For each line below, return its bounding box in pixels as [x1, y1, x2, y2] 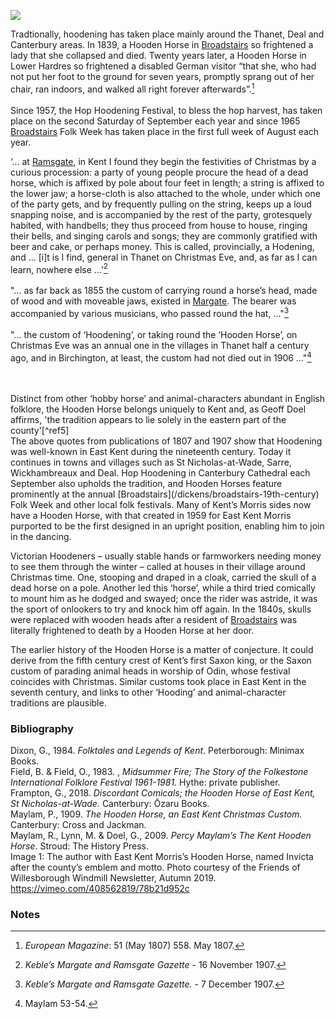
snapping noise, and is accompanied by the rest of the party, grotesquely [10, 208, 313, 220]
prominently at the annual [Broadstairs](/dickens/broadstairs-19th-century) [10, 488, 320, 500]
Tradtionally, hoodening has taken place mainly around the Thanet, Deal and [10, 28, 325, 40]
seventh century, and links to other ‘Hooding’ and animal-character [10, 686, 287, 698]
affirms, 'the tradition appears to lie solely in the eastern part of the [10, 413, 287, 425]
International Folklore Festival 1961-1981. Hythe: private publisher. [10, 776, 281, 788]
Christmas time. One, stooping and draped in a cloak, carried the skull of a [10, 571, 317, 583]
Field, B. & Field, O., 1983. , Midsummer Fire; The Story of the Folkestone [10, 765, 309, 777]
